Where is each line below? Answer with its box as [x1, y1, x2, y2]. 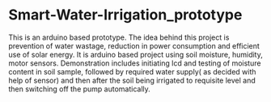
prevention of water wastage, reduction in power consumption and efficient [8, 40, 260, 50]
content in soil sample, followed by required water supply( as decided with [8, 66, 256, 76]
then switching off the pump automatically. [8, 83, 151, 94]
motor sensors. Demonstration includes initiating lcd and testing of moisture [8, 58, 261, 68]
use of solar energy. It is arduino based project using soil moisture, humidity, [8, 49, 263, 59]
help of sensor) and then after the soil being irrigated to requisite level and [8, 75, 256, 85]
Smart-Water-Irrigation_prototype [8, 6, 243, 24]
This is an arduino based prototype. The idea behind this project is [8, 32, 230, 42]
